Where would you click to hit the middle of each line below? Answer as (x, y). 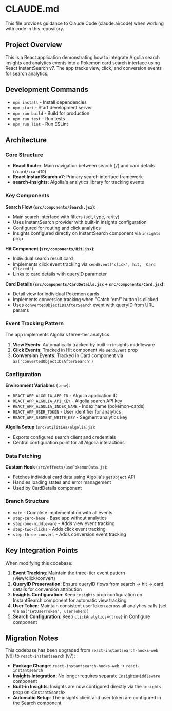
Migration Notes (32, 638)
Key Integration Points (42, 550)
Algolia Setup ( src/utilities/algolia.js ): (51, 427)
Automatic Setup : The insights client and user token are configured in (87, 698)
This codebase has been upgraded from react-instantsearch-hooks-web (82, 650)
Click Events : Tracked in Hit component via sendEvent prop (75, 350)
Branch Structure (27, 501)
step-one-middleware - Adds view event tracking (64, 523)
